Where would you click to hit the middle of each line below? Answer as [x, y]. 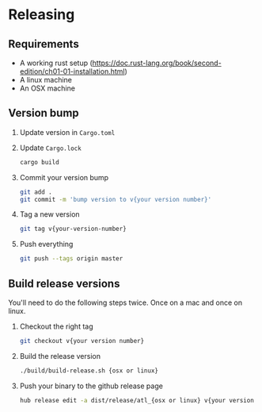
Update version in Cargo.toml [67, 132]
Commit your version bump [64, 177]
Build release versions [64, 283]
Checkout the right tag [56, 326]
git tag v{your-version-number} [73, 229]
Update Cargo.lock [50, 148]
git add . [36, 192]
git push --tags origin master [71, 259]
